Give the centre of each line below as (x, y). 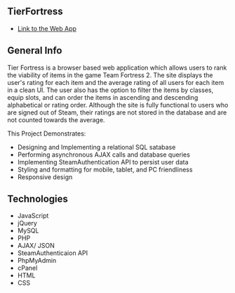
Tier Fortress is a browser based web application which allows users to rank (117, 67)
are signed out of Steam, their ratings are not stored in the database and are (117, 112)
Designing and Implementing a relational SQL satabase (96, 147)
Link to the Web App (47, 28)
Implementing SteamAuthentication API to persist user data (103, 162)
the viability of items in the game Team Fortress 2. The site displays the (110, 75)
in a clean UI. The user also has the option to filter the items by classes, (110, 90)
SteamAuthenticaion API (53, 253)
